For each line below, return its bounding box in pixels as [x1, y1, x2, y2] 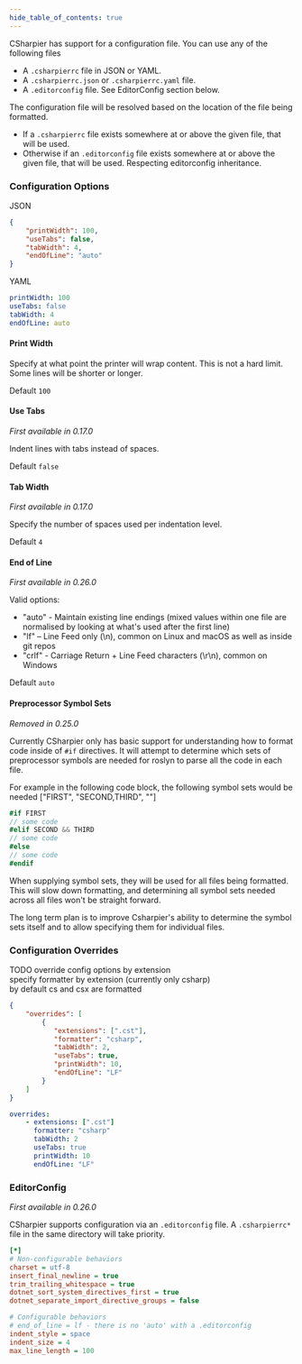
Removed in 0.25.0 [9, 718, 79, 728]
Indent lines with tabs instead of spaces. [9, 444, 160, 454]
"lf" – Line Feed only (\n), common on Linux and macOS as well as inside [22, 631, 293, 642]
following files [9, 47, 61, 59]
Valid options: [9, 594, 60, 605]
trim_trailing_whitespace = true [9, 1279, 135, 1289]
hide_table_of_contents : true [9, 13, 124, 23]
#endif [9, 858, 34, 868]
